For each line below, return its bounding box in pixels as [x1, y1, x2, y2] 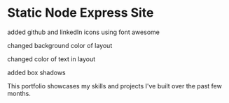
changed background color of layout [7, 41, 113, 49]
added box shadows [7, 68, 66, 77]
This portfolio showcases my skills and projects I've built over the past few [7, 81, 222, 90]
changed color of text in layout [7, 54, 96, 63]
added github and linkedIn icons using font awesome [7, 28, 160, 36]
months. [7, 89, 32, 97]
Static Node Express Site [7, 5, 154, 21]
